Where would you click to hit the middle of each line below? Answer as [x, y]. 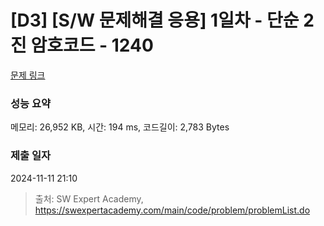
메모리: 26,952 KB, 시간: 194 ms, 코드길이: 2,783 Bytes [120, 127]
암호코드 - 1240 [92, 45]
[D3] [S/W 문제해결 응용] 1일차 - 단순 [155, 20]
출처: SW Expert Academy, [89, 198]
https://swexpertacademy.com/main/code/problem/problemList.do [172, 210]
